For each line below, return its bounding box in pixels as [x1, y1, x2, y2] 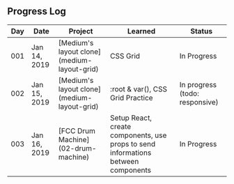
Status [190, 26, 213, 36]
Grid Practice [110, 93, 153, 102]
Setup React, [110, 113, 152, 123]
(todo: [179, 89, 200, 98]
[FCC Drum [58, 125, 95, 135]
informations [110, 148, 152, 158]
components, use [110, 130, 167, 140]
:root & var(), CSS [110, 84, 167, 93]
